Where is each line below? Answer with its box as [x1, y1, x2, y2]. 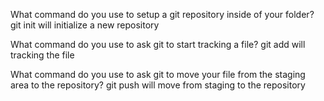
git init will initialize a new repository [10, 19, 160, 31]
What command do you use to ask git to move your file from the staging [10, 69, 306, 80]
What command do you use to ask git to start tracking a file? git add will [10, 39, 306, 50]
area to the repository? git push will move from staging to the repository [10, 79, 306, 91]
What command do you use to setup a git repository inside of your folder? [10, 9, 315, 20]
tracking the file [10, 49, 75, 61]
